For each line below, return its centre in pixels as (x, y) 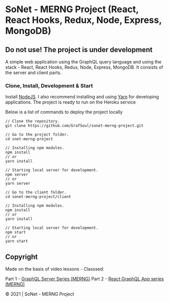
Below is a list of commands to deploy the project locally (64, 112)
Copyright (22, 257)
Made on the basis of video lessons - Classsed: (55, 269)
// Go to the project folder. (37, 135)
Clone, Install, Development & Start (49, 86)
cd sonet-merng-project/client (38, 197)
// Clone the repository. (32, 121)
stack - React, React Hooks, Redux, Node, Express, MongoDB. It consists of (84, 67)
